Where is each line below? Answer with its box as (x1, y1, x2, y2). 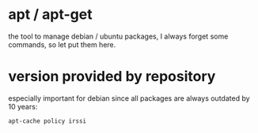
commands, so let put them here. (8, 39, 116, 49)
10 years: (8, 102, 38, 111)
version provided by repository (8, 68, 216, 86)
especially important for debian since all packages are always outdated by (8, 93, 251, 103)
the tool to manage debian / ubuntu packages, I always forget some (8, 31, 229, 41)
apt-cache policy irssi (8, 116, 87, 125)
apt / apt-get (8, 6, 93, 24)
